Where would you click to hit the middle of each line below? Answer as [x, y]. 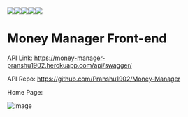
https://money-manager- [70, 58]
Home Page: [25, 92]
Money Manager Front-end [87, 39]
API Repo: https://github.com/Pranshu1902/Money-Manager [94, 79]
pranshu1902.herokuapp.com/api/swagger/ [70, 65]
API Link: [20, 58]
